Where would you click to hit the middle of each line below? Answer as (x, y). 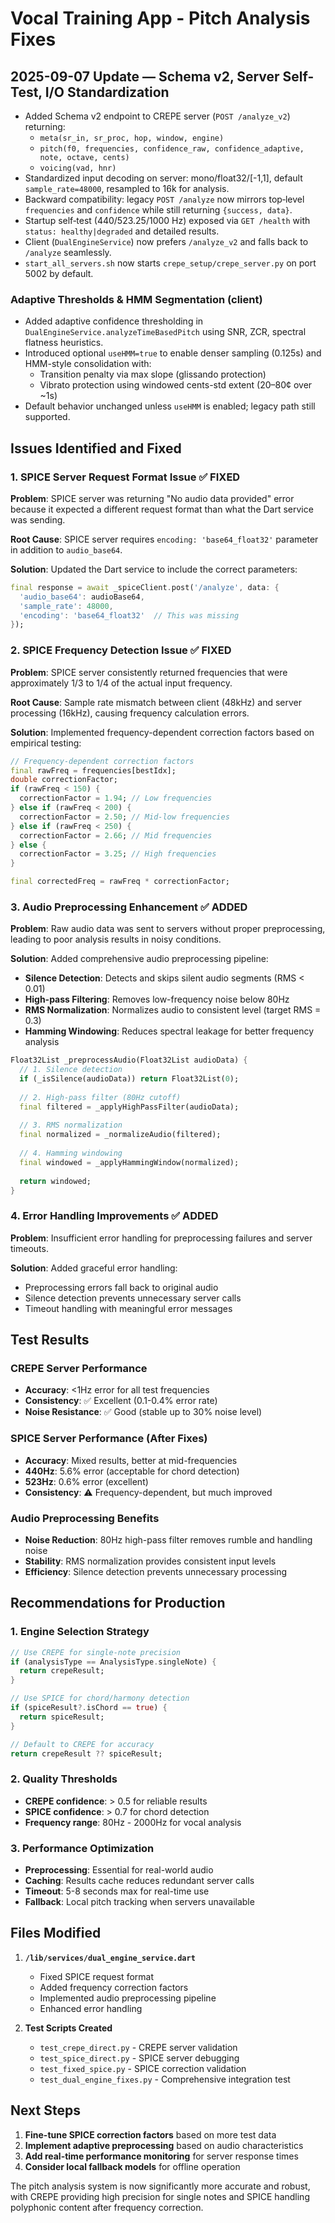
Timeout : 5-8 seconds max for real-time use (117, 1891)
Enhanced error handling (91, 2008)
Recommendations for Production (118, 1603)
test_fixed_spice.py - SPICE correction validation (143, 2068)
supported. (47, 417)
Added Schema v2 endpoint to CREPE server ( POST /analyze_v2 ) (157, 116)
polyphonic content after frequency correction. (107, 2207)
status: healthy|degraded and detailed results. (122, 231)
